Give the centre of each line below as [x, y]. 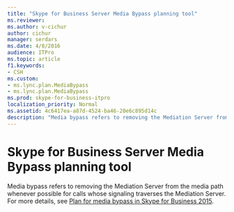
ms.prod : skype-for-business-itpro [59, 98]
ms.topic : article [34, 59]
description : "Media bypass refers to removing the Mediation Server [110, 117]
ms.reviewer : [26, 20]
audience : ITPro [31, 53]
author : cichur [29, 33]
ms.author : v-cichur [37, 26]
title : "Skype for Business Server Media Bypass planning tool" [102, 14]
